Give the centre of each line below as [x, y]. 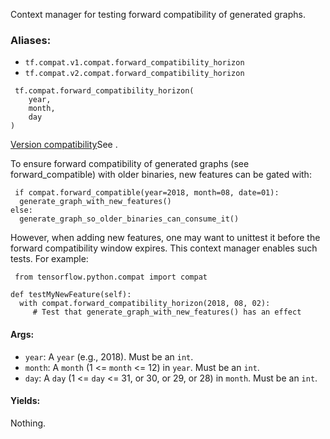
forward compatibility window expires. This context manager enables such [164, 248]
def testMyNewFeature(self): [71, 295]
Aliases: [31, 40]
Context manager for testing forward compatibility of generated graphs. [158, 14]
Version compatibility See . [64, 145]
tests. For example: [49, 259]
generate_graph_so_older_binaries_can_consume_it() [129, 219]
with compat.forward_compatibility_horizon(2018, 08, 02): [145, 304]
